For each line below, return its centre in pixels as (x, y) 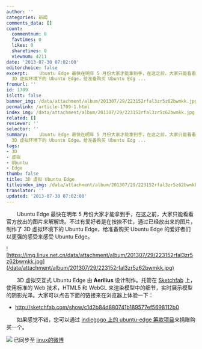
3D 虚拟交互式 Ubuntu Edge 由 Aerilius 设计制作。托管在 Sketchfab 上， (106, 280)
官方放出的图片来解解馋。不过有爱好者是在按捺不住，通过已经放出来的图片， (101, 221)
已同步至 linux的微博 (39, 339)
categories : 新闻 (27, 17)
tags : (13, 146)
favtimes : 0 (27, 40)
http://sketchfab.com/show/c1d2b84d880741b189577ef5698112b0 (97, 307)
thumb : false (23, 174)
